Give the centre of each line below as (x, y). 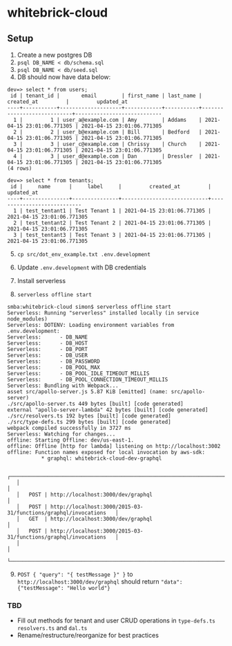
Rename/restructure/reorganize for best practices (88, 636)
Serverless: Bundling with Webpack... (63, 386)
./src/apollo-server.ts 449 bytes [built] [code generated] (96, 404)
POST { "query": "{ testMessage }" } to (75, 574)
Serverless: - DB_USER (48, 355)
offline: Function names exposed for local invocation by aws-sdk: (106, 452)
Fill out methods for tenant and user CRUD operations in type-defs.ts (116, 620)
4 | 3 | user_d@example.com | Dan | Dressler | (108, 156)
